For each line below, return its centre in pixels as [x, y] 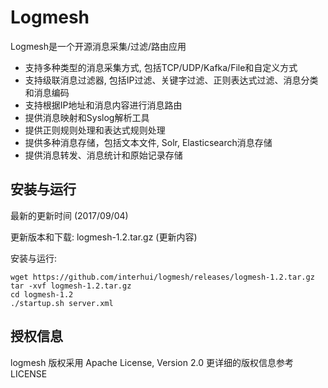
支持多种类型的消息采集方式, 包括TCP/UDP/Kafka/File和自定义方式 [161, 67]
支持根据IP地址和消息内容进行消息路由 [103, 105]
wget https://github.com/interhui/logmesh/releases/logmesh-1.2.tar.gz [162, 277]
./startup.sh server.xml [62, 303]
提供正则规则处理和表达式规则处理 [95, 130]
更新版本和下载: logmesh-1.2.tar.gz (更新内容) [104, 237]
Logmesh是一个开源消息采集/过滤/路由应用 [98, 46]
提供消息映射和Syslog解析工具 [87, 117]
